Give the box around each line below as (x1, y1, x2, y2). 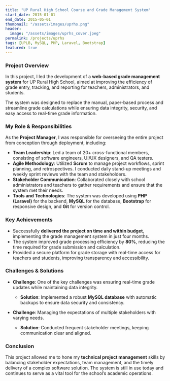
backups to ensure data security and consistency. (20, 299, 125, 305)
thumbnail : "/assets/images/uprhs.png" (5, 21, 90, 27)
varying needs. (12, 315, 44, 321)
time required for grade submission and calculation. (12, 244, 121, 250)
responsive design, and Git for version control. (12, 203, 110, 210)
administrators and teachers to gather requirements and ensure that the (12, 182, 163, 188)
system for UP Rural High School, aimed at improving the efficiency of (5, 79, 152, 85)
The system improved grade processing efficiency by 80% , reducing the (12, 238, 165, 245)
